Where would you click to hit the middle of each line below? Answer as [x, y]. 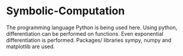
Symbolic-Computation [66, 11]
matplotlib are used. [31, 46]
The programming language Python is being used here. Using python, [92, 27]
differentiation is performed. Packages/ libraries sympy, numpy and [89, 40]
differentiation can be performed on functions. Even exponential [85, 33]
